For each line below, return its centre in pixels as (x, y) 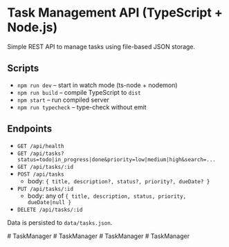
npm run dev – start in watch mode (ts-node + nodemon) (97, 85)
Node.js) (33, 27)
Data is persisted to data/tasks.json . (60, 222)
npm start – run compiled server (63, 100)
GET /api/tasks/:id (45, 167)
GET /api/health (40, 146)
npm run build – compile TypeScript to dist (79, 92)
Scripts (23, 68)
